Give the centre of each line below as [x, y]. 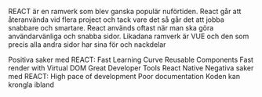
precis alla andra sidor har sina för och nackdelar [87, 45]
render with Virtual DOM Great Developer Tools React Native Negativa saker [131, 68]
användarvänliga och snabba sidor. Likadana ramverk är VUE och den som [129, 36]
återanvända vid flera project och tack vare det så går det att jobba [116, 20]
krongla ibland [31, 84]
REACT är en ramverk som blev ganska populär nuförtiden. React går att [125, 11]
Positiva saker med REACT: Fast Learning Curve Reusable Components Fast [131, 59]
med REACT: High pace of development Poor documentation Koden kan [124, 76]
